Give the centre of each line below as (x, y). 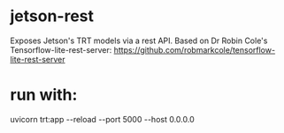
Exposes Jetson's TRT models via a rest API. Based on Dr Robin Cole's (139, 41)
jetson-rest (52, 16)
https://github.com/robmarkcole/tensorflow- (195, 49)
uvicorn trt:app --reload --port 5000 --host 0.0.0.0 (102, 119)
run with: (44, 95)
